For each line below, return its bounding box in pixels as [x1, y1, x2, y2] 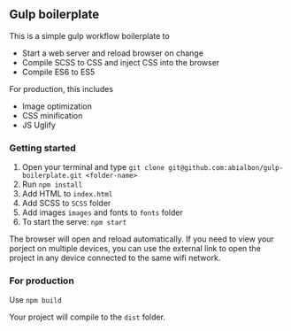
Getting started [9, 142, 77, 154]
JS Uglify [21, 119, 56, 130]
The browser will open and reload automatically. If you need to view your [9, 234, 274, 244]
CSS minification [21, 110, 83, 120]
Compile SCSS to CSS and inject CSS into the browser [21, 57, 220, 67]
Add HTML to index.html [21, 189, 113, 199]
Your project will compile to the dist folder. [9, 312, 166, 322]
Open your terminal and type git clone [21, 162, 165, 173]
